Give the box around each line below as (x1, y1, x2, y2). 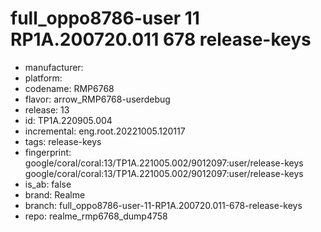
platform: (24, 72, 63, 84)
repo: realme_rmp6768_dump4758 (24, 210, 168, 222)
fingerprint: (24, 146, 72, 158)
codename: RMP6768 (24, 82, 115, 94)
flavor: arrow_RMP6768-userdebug (24, 93, 171, 105)
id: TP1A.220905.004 (24, 114, 113, 126)
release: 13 (24, 103, 70, 116)
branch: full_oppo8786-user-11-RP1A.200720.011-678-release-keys (24, 199, 303, 211)
